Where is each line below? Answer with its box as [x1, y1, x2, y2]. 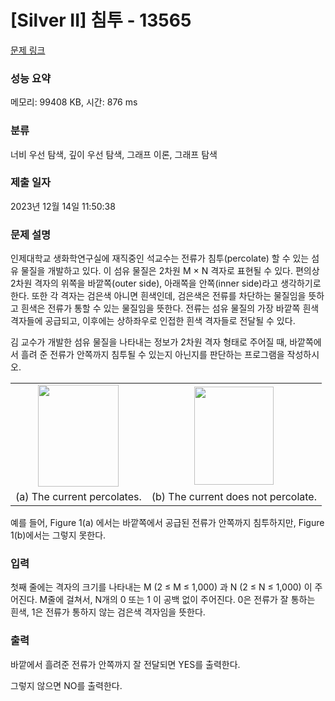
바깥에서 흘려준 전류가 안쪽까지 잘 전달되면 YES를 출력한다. [10, 658, 241, 670]
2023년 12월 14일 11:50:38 [10, 200, 116, 212]
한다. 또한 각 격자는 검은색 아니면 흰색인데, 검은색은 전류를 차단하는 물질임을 [10, 290, 307, 302]
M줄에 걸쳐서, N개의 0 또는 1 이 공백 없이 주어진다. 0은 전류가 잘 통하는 [39, 594, 316, 606]
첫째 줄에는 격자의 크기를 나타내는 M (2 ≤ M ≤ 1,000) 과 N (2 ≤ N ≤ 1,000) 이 [10, 581, 313, 593]
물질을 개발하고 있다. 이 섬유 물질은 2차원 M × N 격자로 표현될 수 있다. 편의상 [20, 265, 320, 277]
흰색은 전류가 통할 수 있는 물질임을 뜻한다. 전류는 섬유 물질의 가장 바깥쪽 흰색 [20, 302, 320, 315]
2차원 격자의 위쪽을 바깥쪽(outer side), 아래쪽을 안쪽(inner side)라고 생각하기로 [10, 277, 322, 290]
